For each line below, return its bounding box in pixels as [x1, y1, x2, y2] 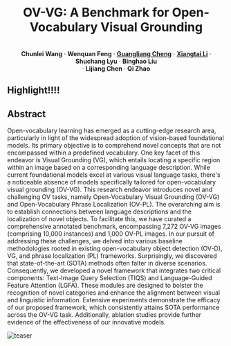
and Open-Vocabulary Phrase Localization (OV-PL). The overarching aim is [7, 200, 221, 209]
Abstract [7, 108, 46, 120]
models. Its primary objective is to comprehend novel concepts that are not [7, 141, 221, 150]
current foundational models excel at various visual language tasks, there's [7, 171, 221, 179]
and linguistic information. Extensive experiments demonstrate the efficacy [7, 296, 221, 304]
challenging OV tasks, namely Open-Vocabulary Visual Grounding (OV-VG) [7, 193, 220, 201]
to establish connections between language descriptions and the [7, 207, 192, 216]
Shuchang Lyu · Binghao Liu [75, 57, 158, 65]
